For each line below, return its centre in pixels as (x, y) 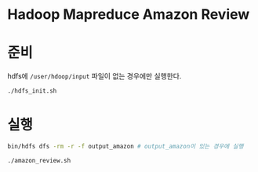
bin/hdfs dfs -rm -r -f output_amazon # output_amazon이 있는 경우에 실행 (125, 146)
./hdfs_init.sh (32, 91)
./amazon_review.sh (39, 160)
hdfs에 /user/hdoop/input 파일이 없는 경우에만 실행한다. (94, 76)
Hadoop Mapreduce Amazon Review (129, 15)
